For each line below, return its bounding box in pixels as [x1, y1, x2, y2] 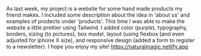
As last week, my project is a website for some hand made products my [6, 5, 183, 12]
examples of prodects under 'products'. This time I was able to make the [6, 18, 185, 24]
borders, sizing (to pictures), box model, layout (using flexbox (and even [6, 30, 185, 38]
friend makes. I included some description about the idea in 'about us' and [6, 11, 190, 18]
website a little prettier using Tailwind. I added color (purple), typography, [6, 24, 188, 31]
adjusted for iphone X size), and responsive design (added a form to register [6, 37, 195, 43]
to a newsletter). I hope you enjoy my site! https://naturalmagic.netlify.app [6, 43, 189, 50]
